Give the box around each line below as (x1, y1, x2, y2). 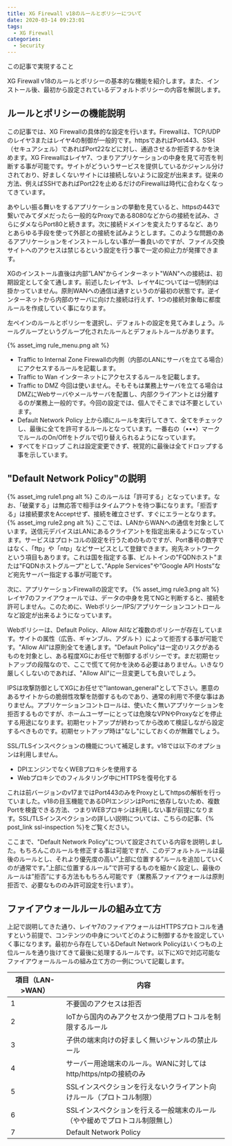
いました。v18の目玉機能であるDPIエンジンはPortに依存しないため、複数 (12, 797, 220, 805)
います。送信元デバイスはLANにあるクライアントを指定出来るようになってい (7, 527, 224, 535)
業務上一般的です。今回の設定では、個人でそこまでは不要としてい (35, 399, 222, 407)
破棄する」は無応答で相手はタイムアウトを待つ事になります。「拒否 (21, 501, 213, 509)
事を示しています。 (17, 451, 71, 459)
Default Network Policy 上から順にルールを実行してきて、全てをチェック (17, 416, 223, 424)
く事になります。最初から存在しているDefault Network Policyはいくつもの (7, 940, 217, 948)
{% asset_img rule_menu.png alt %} (7, 340, 110, 349)
